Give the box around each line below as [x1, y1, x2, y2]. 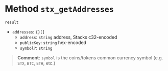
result [5, 20, 19, 25]
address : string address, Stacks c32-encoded [19, 34, 117, 40]
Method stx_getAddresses [5, 3, 114, 15]
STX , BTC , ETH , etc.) [17, 60, 56, 66]
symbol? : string [19, 45, 53, 51]
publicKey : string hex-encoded [19, 39, 86, 46]
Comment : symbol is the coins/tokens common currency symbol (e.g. [17, 54, 163, 61]
